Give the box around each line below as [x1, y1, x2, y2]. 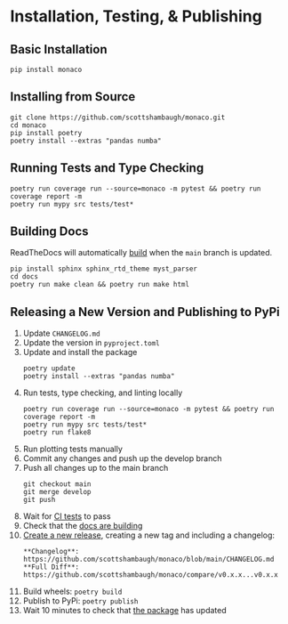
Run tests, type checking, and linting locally [22, 387, 183, 398]
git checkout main [22, 480, 92, 489]
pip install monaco [10, 65, 83, 74]
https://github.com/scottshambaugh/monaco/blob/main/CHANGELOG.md [22, 555, 275, 564]
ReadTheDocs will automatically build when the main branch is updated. [10, 247, 273, 258]
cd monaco [10, 120, 47, 130]
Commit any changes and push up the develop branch [22, 453, 222, 464]
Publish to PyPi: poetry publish [22, 596, 139, 606]
